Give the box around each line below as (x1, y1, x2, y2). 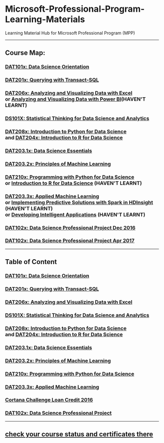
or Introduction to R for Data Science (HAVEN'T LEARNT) (5, 179, 143, 186)
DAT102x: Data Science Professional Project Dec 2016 (5, 224, 136, 231)
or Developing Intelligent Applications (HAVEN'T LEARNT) (5, 211, 145, 218)
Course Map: (5, 49, 45, 57)
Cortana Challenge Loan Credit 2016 (5, 397, 93, 403)
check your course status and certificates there (5, 430, 153, 439)
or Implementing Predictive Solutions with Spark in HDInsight (5, 199, 153, 206)
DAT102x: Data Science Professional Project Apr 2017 (5, 237, 135, 244)
